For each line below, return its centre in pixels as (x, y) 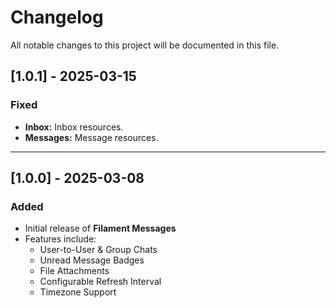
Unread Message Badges (92, 260)
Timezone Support (78, 292)
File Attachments (74, 271)
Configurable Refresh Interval (100, 282)
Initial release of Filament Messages (100, 228)
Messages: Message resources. (91, 137)
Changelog (57, 17)
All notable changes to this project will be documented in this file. (145, 45)
